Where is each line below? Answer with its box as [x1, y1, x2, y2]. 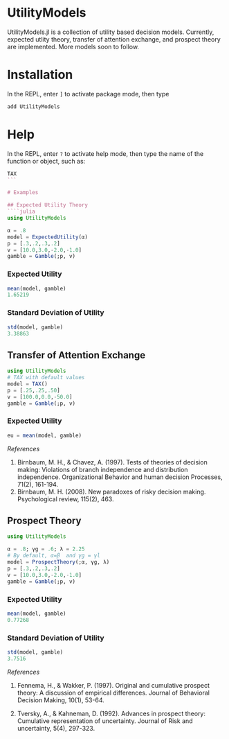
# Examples [7, 189, 39, 196]
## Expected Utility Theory [7, 202, 89, 209]
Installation [7, 67, 73, 82]
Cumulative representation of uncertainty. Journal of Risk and [17, 716, 193, 725]
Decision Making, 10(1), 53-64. [17, 695, 105, 704]
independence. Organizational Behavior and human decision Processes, [17, 473, 223, 481]
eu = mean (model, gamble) [7, 432, 82, 439]
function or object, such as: [7, 157, 86, 165]
